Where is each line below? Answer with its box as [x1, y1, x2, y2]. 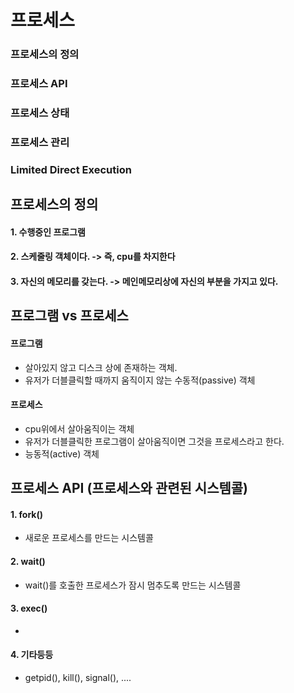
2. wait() [10, 555, 46, 567]
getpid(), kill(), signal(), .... [24, 671, 132, 683]
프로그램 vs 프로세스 [10, 307, 129, 325]
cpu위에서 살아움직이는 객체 [24, 422, 135, 435]
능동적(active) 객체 [24, 447, 100, 460]
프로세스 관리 [10, 135, 70, 149]
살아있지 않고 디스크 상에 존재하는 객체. [24, 361, 178, 373]
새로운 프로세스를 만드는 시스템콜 [24, 532, 154, 544]
